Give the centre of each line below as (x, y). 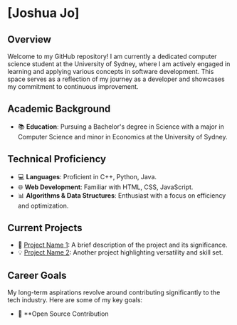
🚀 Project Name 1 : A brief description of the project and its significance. (122, 245)
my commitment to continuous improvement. (73, 86)
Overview (30, 39)
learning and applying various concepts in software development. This (111, 71)
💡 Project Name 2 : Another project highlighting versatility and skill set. (120, 252)
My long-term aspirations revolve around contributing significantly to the (114, 292)
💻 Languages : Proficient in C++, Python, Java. (87, 176)
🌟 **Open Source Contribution (63, 314)
